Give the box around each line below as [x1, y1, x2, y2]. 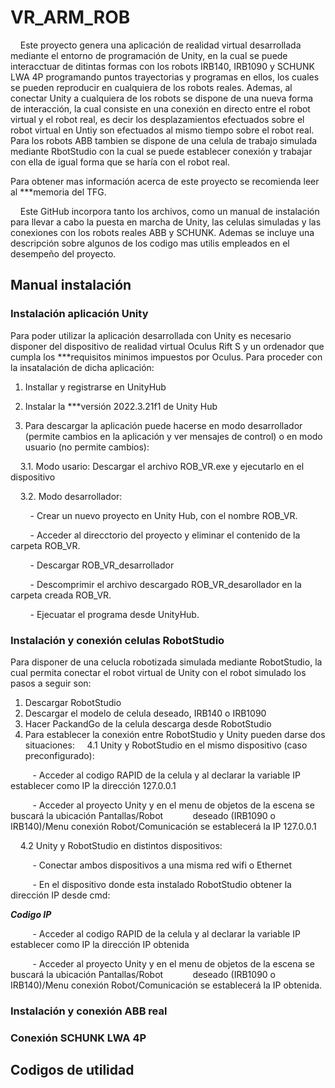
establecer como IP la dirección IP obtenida [10, 938, 190, 950]
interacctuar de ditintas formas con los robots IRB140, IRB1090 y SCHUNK [10, 60, 315, 72]
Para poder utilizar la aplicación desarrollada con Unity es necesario [10, 329, 292, 341]
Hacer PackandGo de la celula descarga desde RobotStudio [24, 717, 272, 730]
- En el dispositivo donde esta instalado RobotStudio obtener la [32, 878, 292, 890]
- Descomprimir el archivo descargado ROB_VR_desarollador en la [29, 578, 302, 590]
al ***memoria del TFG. [10, 186, 107, 198]
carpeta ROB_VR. [10, 539, 81, 551]
